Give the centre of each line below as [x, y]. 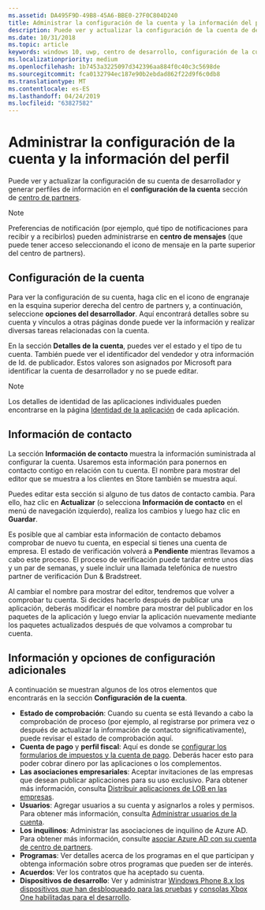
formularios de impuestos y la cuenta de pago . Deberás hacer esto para [136, 755]
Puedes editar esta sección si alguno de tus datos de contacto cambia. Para [132, 494]
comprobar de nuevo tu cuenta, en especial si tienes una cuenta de [118, 542]
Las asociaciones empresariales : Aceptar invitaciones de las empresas [136, 771]
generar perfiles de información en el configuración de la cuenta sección [128, 189]
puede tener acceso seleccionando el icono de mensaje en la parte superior [132, 245]
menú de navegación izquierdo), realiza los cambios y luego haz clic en [124, 511]
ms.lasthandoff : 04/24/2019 [54, 96]
